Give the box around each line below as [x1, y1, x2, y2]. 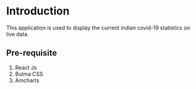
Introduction [6, 4, 70, 18]
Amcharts [14, 76, 40, 84]
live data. [6, 30, 29, 37]
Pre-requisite [6, 48, 57, 58]
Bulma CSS [14, 70, 43, 78]
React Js [14, 64, 37, 71]
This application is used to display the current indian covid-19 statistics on [6, 24, 191, 31]
